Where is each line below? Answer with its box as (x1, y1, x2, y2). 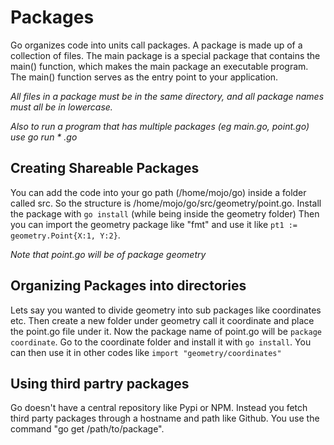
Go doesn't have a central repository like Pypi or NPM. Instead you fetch (10, 402, 308, 414)
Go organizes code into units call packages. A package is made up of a (10, 39, 303, 51)
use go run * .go (10, 131, 78, 143)
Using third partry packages (10, 375, 190, 392)
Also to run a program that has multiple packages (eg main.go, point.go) (10, 120, 310, 132)
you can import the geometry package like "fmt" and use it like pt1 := (10, 218, 298, 230)
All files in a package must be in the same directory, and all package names (10, 90, 325, 102)
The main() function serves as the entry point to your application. (10, 71, 279, 83)
